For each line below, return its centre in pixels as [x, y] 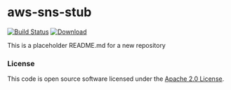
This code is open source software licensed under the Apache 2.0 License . [116, 79]
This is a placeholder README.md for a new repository [87, 45]
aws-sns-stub [49, 12]
